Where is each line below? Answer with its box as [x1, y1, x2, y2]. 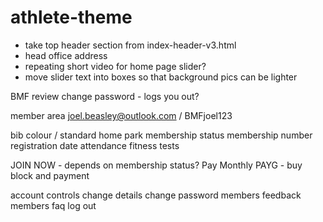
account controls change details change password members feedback [10, 189, 302, 201]
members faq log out [10, 199, 97, 211]
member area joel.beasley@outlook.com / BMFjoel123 [10, 109, 233, 121]
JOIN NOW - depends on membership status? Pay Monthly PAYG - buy [10, 159, 303, 171]
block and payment [10, 169, 90, 181]
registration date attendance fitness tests [10, 139, 180, 151]
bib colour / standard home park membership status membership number [10, 129, 313, 141]
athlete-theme [10, 6, 133, 29]
